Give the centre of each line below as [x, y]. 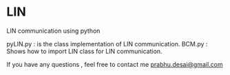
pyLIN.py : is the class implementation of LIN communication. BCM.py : [107, 44]
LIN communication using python [53, 31]
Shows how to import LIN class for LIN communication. [84, 51]
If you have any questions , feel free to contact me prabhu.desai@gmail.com [115, 64]
